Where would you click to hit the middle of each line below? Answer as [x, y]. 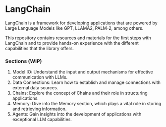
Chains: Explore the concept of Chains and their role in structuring [80, 93]
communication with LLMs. [40, 77]
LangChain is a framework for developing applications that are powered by [81, 23]
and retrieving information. [39, 109]
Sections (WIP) [24, 61]
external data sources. [35, 88]
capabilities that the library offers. [40, 48]
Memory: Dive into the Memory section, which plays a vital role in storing [87, 104]
